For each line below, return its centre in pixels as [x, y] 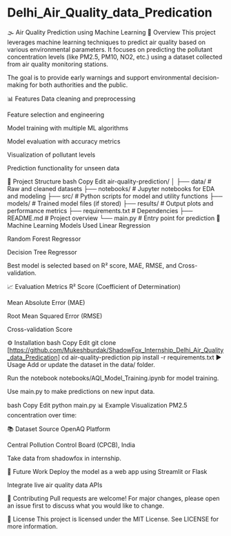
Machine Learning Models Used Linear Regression [79, 225]
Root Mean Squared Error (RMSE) [55, 316]
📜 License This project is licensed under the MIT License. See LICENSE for [113, 519]
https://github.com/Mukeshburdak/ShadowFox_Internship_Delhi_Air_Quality [117, 350]
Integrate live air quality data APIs [55, 485]
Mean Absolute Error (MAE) [46, 302]
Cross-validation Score [40, 329]
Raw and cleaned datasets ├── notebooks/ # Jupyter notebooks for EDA [111, 188]
